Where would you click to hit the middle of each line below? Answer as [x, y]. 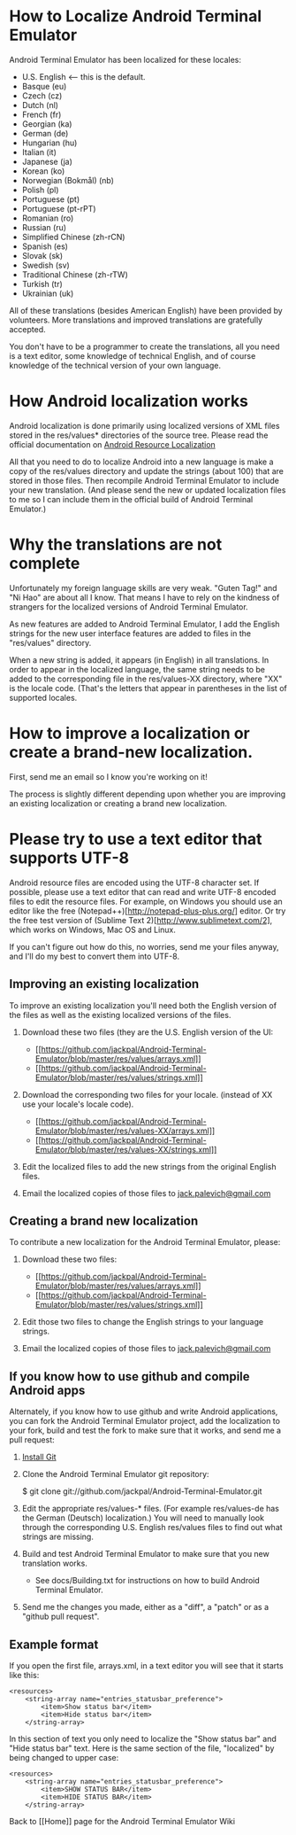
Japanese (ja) [47, 161]
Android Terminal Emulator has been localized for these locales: [125, 59]
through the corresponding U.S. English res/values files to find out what [152, 1528]
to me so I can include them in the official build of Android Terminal [131, 499]
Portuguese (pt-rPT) [59, 208]
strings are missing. [58, 1537]
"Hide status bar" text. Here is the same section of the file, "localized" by [142, 1748]
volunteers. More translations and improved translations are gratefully [136, 320]
